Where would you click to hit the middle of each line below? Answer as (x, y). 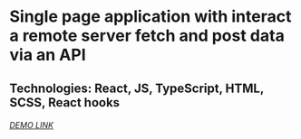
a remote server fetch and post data (147, 36)
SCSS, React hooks (65, 102)
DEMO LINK (32, 125)
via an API (48, 55)
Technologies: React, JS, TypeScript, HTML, (137, 88)
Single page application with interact (150, 17)
